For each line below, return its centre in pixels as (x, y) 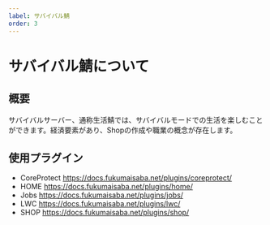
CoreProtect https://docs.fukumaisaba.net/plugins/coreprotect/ (126, 178)
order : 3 (23, 24)
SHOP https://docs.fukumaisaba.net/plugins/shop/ (105, 213)
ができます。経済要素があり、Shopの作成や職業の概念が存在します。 (123, 130)
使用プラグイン (46, 158)
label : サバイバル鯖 (39, 16)
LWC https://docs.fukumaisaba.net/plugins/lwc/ (100, 204)
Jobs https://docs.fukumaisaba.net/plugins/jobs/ (102, 195)
